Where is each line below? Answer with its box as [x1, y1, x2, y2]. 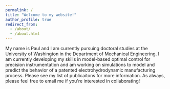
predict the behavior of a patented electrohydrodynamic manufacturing [5, 67, 156, 73]
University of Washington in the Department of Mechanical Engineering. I [5, 51, 160, 57]
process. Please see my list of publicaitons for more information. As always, [5, 73, 165, 78]
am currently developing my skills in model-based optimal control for [5, 56, 151, 62]
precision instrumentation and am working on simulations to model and [5, 62, 155, 68]
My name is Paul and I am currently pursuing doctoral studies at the [5, 46, 148, 51]
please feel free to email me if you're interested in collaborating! [5, 78, 140, 84]
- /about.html [10, 31, 40, 36]
